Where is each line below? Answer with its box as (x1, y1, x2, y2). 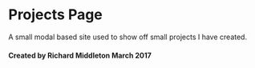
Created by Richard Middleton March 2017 (8, 50, 152, 60)
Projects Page (8, 6, 103, 24)
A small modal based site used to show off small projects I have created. (8, 32, 247, 42)
